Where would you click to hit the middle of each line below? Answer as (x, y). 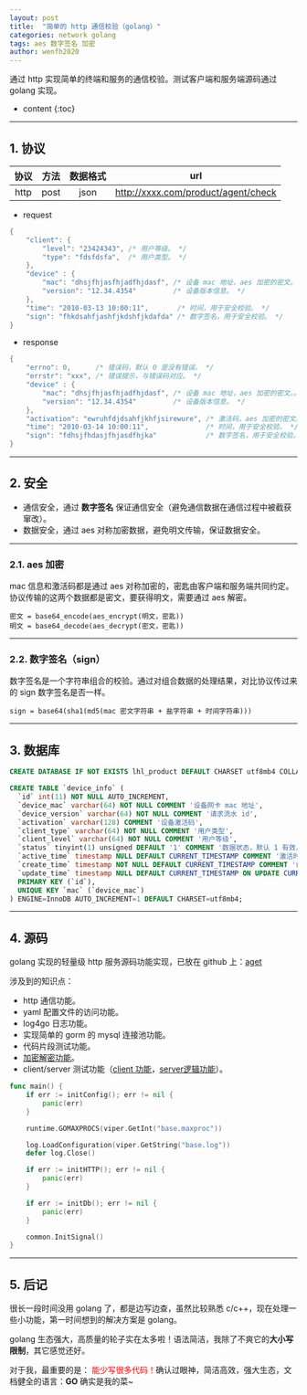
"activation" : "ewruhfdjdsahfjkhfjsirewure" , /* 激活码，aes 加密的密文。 (164, 418)
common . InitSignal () (65, 1237)
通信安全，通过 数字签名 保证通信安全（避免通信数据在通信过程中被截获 (157, 507)
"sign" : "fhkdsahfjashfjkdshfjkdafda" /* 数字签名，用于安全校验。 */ (155, 316)
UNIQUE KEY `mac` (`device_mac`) (81, 890)
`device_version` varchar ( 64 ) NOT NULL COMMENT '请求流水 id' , (138, 814)
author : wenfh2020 (44, 52)
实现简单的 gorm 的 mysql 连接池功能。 (96, 1035)
